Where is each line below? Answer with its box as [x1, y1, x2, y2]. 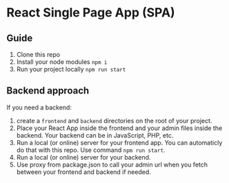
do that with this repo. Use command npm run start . [16, 146, 166, 154]
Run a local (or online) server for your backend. [16, 153, 151, 161]
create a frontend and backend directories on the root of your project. [16, 116, 212, 125]
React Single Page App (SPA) [6, 5, 175, 21]
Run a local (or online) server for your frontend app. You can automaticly [16, 138, 223, 147]
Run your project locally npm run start [16, 65, 126, 73]
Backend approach [6, 85, 90, 97]
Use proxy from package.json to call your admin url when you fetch [16, 160, 208, 169]
